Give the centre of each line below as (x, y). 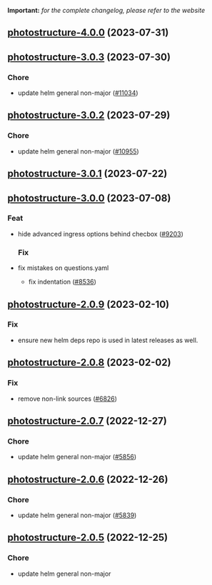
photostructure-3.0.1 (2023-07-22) (87, 174)
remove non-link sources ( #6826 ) (67, 399)
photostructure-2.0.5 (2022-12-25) (88, 537)
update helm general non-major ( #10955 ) (78, 151)
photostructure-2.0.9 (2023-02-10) (89, 304)
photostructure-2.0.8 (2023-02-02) (89, 362)
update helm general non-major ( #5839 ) (77, 515)
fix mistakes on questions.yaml (63, 268)
